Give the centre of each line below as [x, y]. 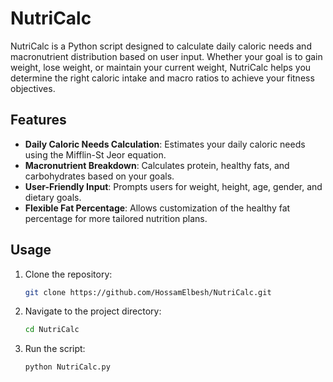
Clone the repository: [68, 274]
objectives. [33, 88]
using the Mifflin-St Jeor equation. [95, 154]
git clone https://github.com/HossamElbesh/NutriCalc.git [148, 292]
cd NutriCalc [52, 330]
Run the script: [55, 349]
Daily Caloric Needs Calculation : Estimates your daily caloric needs [165, 144]
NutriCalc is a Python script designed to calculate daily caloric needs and [161, 46]
